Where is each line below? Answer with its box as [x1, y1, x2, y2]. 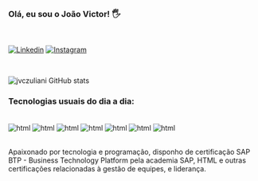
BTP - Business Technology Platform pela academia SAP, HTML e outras [8, 155, 247, 165]
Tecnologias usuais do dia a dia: [8, 96, 135, 107]
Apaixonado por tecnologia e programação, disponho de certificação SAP [8, 148, 251, 157]
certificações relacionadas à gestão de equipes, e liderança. [8, 164, 207, 174]
